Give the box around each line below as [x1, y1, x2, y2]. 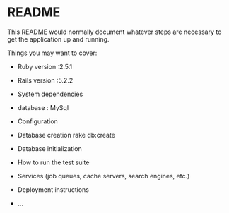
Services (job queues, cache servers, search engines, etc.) [17, 171, 190, 180]
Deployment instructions [17, 185, 90, 194]
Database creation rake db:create [17, 130, 115, 139]
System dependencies [17, 90, 83, 98]
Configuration [17, 117, 58, 126]
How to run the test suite [17, 158, 90, 166]
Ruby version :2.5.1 [17, 62, 73, 71]
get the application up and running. [7, 35, 110, 43]
